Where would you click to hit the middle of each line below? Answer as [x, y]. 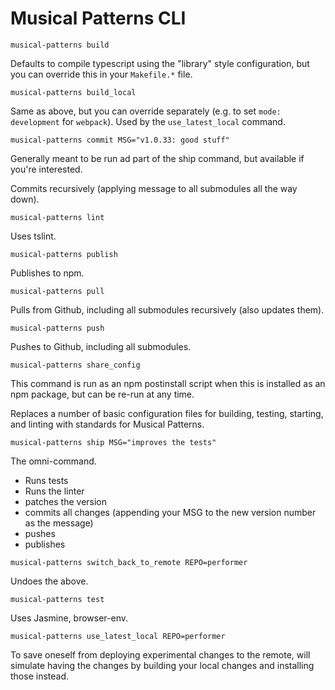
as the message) [59, 523]
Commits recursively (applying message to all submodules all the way [154, 188]
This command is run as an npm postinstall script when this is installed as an [168, 383]
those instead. [40, 676]
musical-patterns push [57, 328]
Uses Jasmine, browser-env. [69, 618]
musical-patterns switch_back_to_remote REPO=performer [129, 562]
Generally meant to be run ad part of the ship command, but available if [157, 158]
